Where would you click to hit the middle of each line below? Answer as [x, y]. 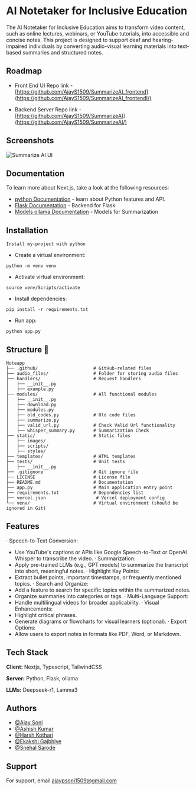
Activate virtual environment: [50, 277]
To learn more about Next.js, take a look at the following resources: [88, 188]
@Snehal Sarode [35, 748]
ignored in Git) [26, 508]
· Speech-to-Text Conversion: [42, 541]
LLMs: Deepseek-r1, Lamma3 [42, 690]
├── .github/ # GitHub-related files [79, 368]
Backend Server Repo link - [48, 109]
